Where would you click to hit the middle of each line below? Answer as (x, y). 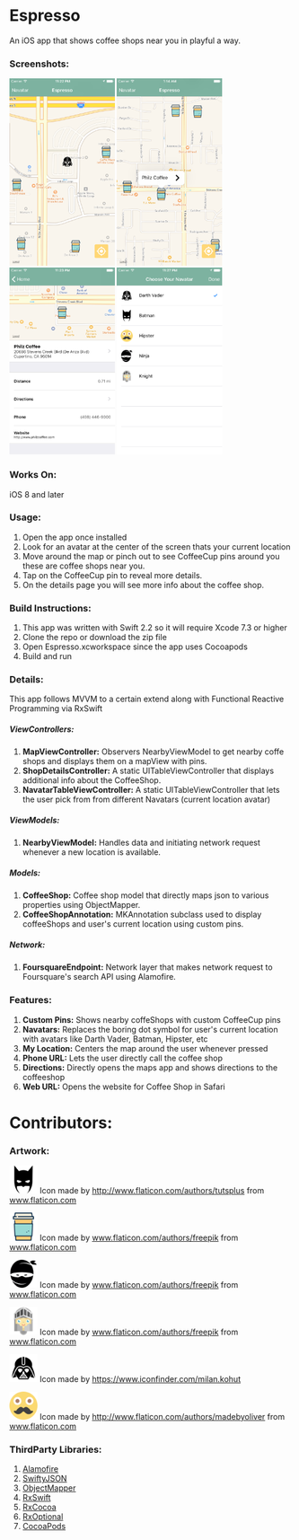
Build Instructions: (50, 608)
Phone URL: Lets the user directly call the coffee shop (122, 1058)
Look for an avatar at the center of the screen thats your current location (156, 546)
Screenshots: (40, 64)
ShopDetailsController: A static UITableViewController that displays (148, 771)
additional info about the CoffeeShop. (92, 780)
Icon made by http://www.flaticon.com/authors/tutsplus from (152, 1191)
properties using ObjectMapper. (81, 905)
